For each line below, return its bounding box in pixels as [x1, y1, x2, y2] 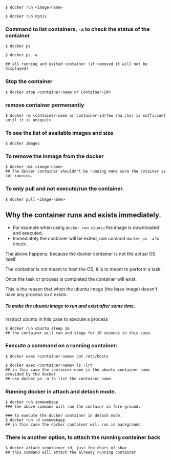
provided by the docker [5, 371, 56, 377]
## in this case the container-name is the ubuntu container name [5, 367, 150, 372]
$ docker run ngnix [5, 14, 47, 19]
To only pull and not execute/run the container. [5, 185, 124, 192]
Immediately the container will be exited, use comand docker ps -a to [12, 235, 160, 241]
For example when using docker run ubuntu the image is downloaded [12, 224, 159, 231]
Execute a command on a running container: [5, 342, 118, 349]
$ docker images [5, 141, 40, 146]
